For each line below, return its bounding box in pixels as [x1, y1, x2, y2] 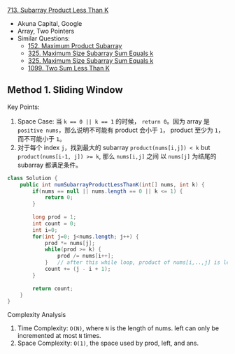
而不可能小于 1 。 [17, 134, 66, 142]
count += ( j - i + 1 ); [44, 265, 111, 273]
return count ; [32, 285, 73, 292]
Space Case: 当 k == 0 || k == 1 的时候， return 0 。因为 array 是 [17, 117, 210, 125]
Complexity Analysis [7, 311, 66, 319]
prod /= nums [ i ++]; [57, 253, 114, 260]
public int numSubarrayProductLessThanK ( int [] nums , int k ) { [20, 181, 205, 188]
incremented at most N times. [17, 332, 101, 340]
